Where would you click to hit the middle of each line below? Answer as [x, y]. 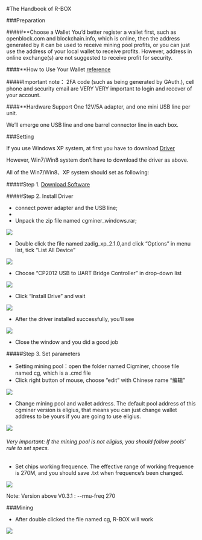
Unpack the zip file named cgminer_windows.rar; [76, 221]
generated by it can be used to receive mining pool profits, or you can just [98, 45]
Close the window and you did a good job [67, 342]
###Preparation [26, 20]
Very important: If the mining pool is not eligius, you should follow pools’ [96, 441]
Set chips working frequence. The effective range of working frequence [104, 466]
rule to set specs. [28, 448]
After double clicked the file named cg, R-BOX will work [84, 519]
